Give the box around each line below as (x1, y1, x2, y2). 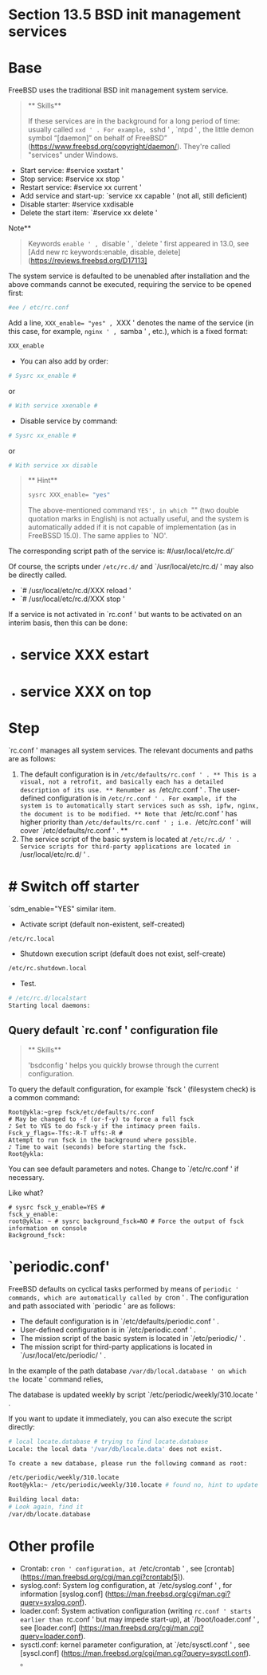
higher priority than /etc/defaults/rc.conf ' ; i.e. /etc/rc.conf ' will (19, 817, 252, 827)
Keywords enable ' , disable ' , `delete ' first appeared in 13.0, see (27, 239, 249, 249)
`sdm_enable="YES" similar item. (8, 903, 116, 914)
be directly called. (8, 570, 68, 580)
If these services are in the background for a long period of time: (27, 116, 241, 126)
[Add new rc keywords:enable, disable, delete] (27, 247, 181, 257)
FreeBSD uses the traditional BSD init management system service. (8, 85, 229, 95)
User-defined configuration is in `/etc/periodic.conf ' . (19, 1325, 197, 1335)
